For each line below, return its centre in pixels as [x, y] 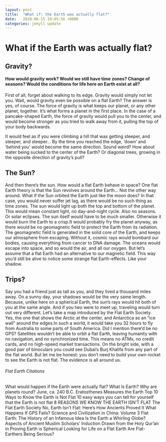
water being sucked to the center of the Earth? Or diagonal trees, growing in [83, 152]
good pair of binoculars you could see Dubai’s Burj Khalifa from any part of [82, 349]
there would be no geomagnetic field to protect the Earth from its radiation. [82, 227]
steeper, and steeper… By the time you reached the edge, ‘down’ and [76, 142]
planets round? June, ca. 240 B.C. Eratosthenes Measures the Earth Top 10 [82, 391]
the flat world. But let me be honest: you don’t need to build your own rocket [83, 354]
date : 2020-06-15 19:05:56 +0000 [42, 19]
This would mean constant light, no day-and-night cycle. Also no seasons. [81, 211]
